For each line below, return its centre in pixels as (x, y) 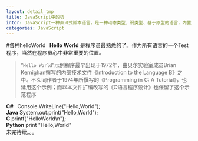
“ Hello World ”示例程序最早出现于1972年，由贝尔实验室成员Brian (98, 65)
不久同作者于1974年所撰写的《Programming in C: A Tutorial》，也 (109, 80)
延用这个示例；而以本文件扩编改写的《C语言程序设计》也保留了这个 (103, 87)
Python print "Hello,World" (39, 125)
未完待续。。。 (22, 132)
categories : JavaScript (35, 28)
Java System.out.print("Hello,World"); (52, 113)
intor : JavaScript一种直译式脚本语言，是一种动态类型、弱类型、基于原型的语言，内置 (99, 22)
